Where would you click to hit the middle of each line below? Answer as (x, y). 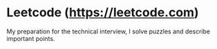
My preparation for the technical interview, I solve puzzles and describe (108, 31)
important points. (31, 38)
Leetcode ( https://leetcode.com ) (103, 13)
